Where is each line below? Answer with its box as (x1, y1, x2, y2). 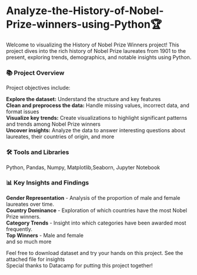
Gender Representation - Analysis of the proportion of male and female (6, 194, 181, 201)
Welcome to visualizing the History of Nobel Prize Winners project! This (6, 41, 179, 48)
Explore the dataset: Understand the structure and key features (6, 96, 161, 103)
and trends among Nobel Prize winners (6, 120, 101, 128)
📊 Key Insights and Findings (6, 179, 89, 187)
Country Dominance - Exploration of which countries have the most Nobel (6, 207, 187, 214)
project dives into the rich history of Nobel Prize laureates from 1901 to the (6, 47, 186, 54)
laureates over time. (6, 200, 55, 207)
